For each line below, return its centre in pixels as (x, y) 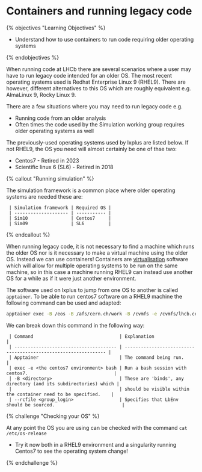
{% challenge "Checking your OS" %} (53, 416)
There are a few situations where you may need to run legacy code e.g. (94, 106)
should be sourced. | (66, 405)
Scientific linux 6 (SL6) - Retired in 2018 (64, 167)
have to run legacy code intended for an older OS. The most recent (89, 75)
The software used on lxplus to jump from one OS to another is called (92, 290)
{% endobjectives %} (32, 57)
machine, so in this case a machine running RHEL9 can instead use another (100, 272)
